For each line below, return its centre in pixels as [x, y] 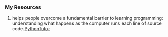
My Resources [23, 7]
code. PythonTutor [31, 29]
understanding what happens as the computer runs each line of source [87, 23]
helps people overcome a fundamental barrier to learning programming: [88, 18]
